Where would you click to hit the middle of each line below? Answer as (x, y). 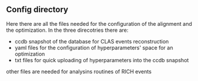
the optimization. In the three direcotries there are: (67, 30)
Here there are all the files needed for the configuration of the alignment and (99, 23)
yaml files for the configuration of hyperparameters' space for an (94, 48)
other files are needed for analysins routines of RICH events (79, 71)
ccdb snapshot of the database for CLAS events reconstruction (92, 41)
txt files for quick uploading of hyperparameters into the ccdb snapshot (102, 60)
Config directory (37, 10)
